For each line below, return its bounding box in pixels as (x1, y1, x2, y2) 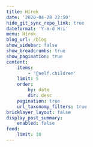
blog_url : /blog (6, 37, 47, 43)
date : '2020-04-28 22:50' (6, 14, 71, 20)
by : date (28, 87, 50, 93)
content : (6, 59, 28, 65)
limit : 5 (17, 76, 39, 82)
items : (17, 64, 34, 71)
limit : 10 (17, 131, 42, 138)
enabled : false (17, 121, 55, 127)
